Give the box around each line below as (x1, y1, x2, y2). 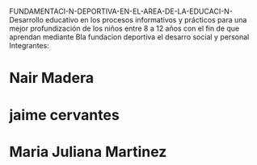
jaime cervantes (9, 105, 120, 124)
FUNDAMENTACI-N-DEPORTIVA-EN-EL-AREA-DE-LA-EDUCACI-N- (9, 6, 234, 16)
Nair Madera (9, 69, 95, 87)
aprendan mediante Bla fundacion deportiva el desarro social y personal (9, 32, 250, 42)
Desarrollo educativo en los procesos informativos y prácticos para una (9, 15, 247, 25)
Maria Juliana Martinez (9, 142, 167, 161)
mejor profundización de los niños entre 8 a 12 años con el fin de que (9, 23, 240, 34)
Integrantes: (9, 41, 49, 51)
